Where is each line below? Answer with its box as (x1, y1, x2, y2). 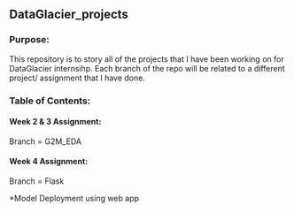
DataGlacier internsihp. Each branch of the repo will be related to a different (9, 63, 285, 73)
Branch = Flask (9, 176, 65, 186)
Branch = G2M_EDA (9, 136, 82, 147)
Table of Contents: (9, 95, 91, 107)
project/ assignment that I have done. (9, 72, 146, 83)
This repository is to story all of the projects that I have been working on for (9, 53, 285, 64)
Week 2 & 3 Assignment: (9, 117, 102, 127)
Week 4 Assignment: (9, 156, 89, 167)
